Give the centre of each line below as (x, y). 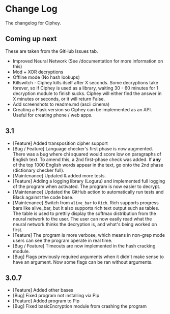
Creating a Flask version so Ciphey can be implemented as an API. (82, 109)
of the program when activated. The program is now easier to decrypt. (87, 186)
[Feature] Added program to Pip (46, 301)
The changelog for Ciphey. (33, 23)
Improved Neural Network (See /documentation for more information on (88, 61)
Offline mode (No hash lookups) (46, 77)
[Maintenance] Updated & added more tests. (59, 175)
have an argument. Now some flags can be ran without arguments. (82, 262)
